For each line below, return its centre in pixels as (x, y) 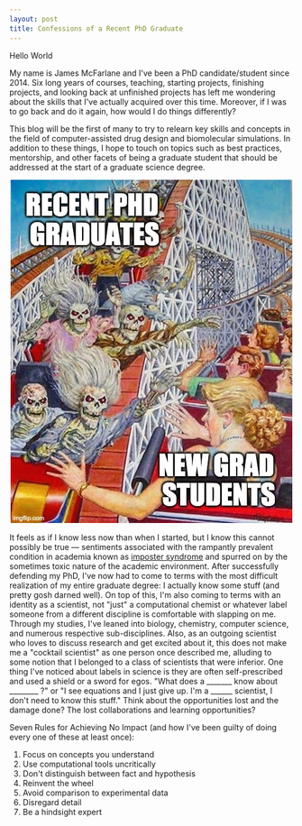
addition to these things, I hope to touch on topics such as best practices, (146, 148)
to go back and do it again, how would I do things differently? (123, 111)
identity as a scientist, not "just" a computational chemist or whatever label (148, 604)
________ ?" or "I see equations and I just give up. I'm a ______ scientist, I (141, 691)
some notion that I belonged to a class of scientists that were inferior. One (146, 662)
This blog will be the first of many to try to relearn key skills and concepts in (150, 128)
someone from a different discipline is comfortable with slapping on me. (143, 614)
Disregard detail (52, 802)
